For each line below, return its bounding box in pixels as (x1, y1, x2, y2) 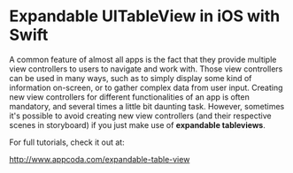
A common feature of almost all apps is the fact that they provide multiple (9, 54, 277, 64)
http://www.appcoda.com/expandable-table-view (9, 154, 190, 164)
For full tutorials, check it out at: (9, 137, 126, 147)
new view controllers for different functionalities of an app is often (9, 91, 250, 102)
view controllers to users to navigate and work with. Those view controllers (9, 64, 283, 74)
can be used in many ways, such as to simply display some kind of (9, 72, 252, 83)
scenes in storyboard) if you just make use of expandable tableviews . (9, 119, 266, 130)
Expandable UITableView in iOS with (9, 6, 281, 26)
